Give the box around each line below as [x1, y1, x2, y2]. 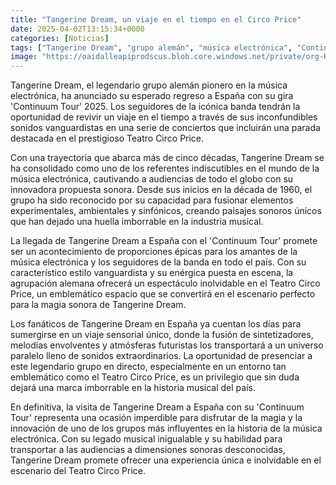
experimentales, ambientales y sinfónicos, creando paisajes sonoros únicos [10, 205, 322, 217]
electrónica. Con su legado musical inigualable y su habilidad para [10, 433, 283, 445]
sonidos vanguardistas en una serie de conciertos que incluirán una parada [10, 122, 321, 134]
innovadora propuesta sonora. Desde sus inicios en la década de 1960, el [10, 184, 313, 196]
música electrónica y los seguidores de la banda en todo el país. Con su [10, 256, 307, 268]
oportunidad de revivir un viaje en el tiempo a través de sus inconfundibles [10, 111, 318, 123]
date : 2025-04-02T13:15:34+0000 [10, 24, 145, 34]
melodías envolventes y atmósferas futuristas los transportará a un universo [10, 339, 324, 351]
